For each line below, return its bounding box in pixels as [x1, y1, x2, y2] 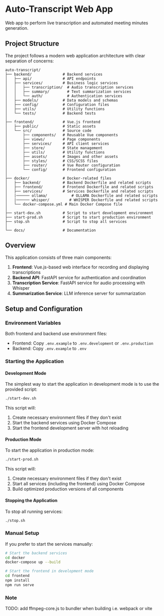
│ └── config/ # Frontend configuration [5, 167, 116, 172]
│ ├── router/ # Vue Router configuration [5, 162, 121, 168]
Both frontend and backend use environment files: [5, 331, 107, 337]
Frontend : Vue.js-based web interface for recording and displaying [12, 264, 149, 270]
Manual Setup [5, 530, 40, 537]
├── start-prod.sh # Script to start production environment [5, 214, 152, 220]
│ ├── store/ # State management [5, 145, 103, 151]
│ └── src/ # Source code [5, 128, 92, 133]
